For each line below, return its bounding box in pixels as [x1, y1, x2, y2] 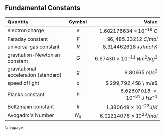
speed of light [7, 80, 40, 87]
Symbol [68, 18, 87, 25]
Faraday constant [7, 36, 48, 43]
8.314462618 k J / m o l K [102, 44, 158, 50]
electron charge [7, 27, 44, 34]
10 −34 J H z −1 [126, 94, 158, 102]
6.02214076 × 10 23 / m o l [100, 112, 158, 119]
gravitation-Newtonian [7, 51, 60, 58]
